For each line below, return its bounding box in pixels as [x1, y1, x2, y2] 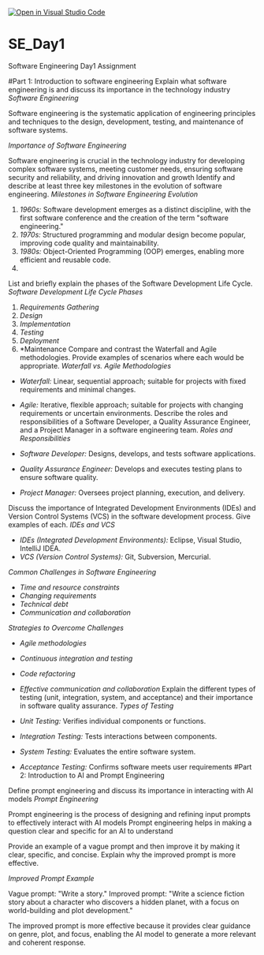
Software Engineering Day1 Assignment [8, 61, 136, 70]
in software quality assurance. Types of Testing [19, 701, 174, 710]
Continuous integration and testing [19, 654, 133, 663]
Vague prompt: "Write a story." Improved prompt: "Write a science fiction [8, 889, 245, 898]
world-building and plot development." [8, 905, 133, 915]
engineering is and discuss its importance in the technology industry [8, 84, 231, 94]
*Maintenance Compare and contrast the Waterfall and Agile [19, 344, 217, 354]
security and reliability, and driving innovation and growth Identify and [8, 172, 236, 182]
